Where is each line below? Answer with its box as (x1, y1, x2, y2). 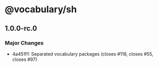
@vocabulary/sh (5, 4, 77, 15)
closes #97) (12, 56, 37, 62)
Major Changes (5, 39, 44, 47)
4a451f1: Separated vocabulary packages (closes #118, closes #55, (12, 51, 154, 57)
